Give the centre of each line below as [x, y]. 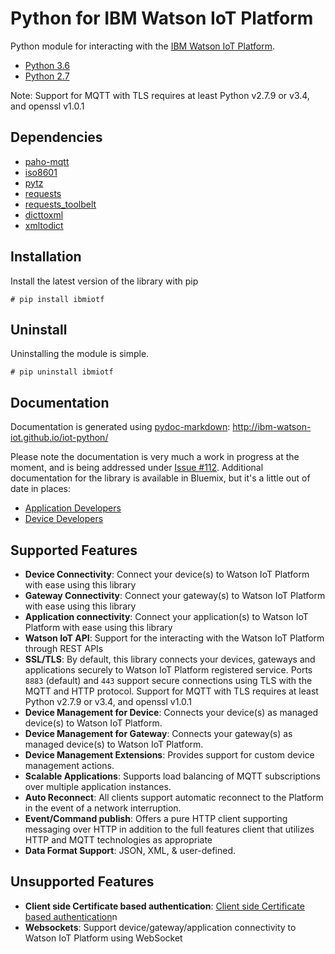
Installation [46, 257]
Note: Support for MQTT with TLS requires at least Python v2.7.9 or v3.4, [160, 95]
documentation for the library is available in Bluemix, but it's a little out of [160, 478]
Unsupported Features [82, 882]
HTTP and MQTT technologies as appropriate [118, 840]
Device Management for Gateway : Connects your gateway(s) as [158, 733]
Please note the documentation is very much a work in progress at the [155, 457]
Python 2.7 [47, 76]
